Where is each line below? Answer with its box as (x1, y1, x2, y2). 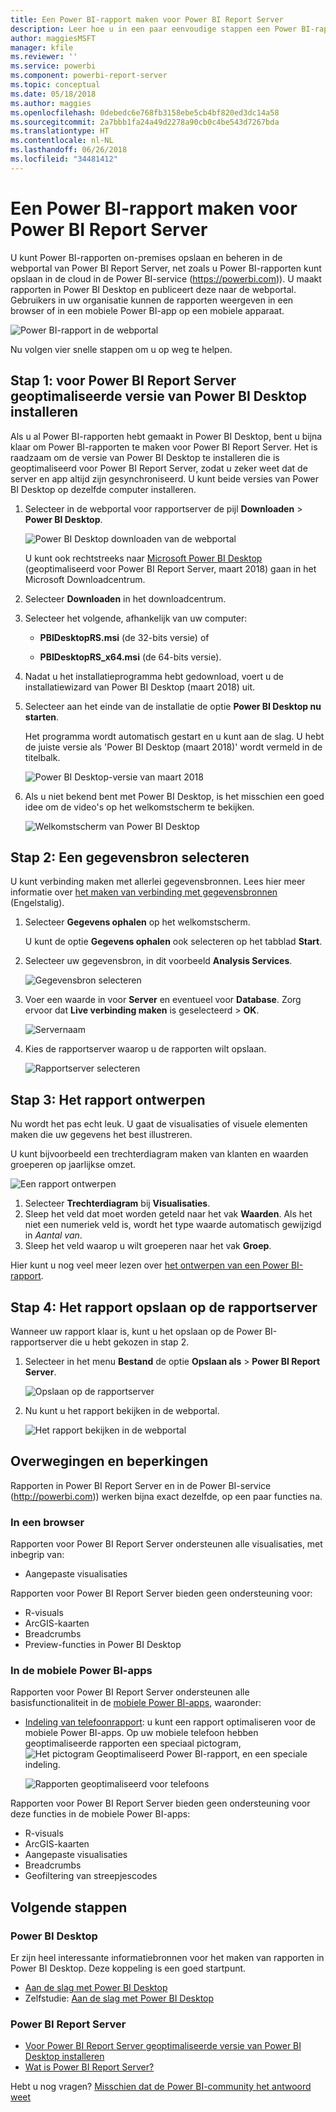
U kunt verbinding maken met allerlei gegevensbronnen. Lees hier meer (10, 876, 306, 888)
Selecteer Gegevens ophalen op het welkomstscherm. (24, 916, 251, 928)
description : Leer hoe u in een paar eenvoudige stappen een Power (10, 24, 298, 34)
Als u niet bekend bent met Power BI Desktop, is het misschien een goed (24, 790, 325, 802)
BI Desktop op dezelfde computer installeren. (10, 483, 197, 495)
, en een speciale (237, 1748, 308, 1760)
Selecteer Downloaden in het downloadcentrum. (24, 592, 227, 605)
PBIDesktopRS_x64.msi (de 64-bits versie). (39, 651, 222, 663)
